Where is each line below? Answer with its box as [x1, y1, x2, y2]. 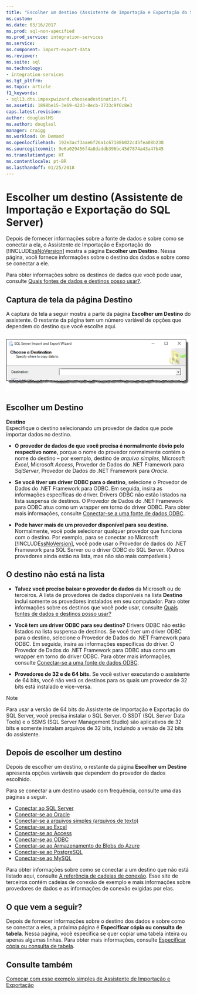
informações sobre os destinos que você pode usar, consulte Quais [14, 603, 178, 611]
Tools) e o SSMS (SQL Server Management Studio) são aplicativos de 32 [6, 718, 182, 725]
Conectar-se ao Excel [14, 823, 67, 830]
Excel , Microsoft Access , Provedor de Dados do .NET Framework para [14, 461, 185, 468]
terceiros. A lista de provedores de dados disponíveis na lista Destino [14, 591, 183, 598]
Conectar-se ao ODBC [14, 836, 69, 843]
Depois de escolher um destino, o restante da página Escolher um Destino [6, 763, 187, 770]
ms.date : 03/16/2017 [6, 22, 57, 28]
